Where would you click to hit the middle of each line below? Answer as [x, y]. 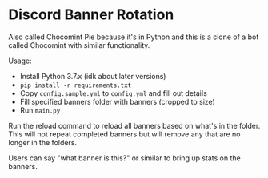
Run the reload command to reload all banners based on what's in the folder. [134, 125]
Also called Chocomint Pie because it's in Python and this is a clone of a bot [134, 37]
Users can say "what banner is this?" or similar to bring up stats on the [125, 158]
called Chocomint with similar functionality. [79, 45]
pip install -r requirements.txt [76, 85]
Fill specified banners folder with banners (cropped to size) [118, 101]
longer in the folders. [43, 142]
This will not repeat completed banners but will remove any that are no [124, 134]
